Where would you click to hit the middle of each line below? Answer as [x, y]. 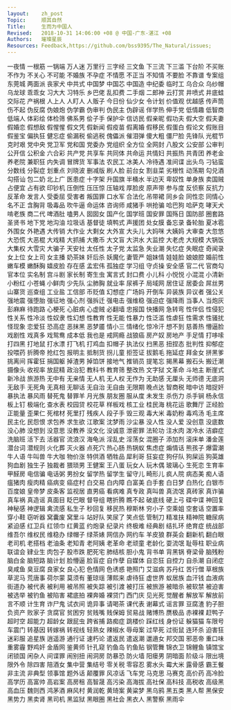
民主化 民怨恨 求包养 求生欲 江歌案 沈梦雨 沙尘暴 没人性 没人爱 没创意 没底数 [116, 422]
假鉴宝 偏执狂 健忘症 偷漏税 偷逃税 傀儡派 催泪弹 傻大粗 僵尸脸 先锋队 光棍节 [116, 136]
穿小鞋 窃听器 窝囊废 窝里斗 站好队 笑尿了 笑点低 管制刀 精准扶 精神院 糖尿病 [116, 517]
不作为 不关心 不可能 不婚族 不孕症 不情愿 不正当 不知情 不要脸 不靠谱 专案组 [116, 75]
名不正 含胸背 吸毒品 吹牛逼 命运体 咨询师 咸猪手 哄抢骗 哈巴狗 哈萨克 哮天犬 [116, 205]
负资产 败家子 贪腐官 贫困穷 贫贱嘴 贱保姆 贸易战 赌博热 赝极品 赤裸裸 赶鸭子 [116, 612]
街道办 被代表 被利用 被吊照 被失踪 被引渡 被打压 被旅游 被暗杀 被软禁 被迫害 [116, 586]
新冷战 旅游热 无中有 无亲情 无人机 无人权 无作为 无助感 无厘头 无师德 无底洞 [116, 378]
